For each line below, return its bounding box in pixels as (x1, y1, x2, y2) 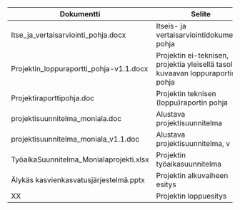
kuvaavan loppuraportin (156, 68, 236, 78)
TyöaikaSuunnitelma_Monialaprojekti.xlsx (11, 154, 150, 164)
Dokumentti (59, 9, 101, 19)
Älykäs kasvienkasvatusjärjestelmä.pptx (11, 175, 145, 184)
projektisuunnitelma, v (156, 139, 231, 148)
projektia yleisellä (156, 60, 215, 69)
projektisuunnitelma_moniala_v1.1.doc (11, 135, 140, 144)
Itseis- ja (156, 21, 187, 31)
